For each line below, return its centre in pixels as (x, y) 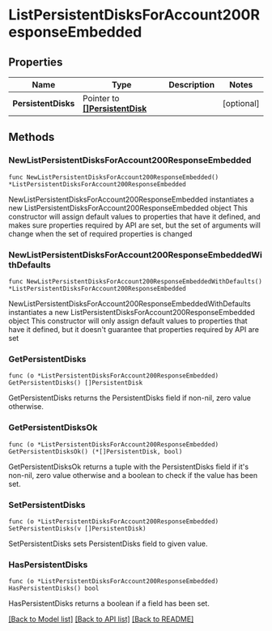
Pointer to (101, 98)
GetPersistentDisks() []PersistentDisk (76, 383)
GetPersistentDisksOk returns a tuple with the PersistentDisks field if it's (129, 467)
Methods (32, 137)
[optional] (241, 103)
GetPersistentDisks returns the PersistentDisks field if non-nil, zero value (130, 398)
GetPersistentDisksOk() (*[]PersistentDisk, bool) (96, 451)
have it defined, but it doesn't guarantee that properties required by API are (134, 329)
